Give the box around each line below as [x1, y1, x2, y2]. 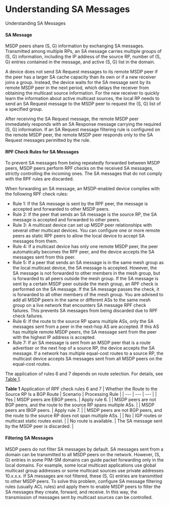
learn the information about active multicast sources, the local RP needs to [5, 96, 160, 102]
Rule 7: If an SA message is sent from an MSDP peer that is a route [12, 340, 151, 346]
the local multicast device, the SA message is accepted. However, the [12, 265, 157, 271]
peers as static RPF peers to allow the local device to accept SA [12, 233, 145, 239]
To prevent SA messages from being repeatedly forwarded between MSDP [5, 160, 160, 166]
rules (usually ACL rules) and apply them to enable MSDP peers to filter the [5, 483, 161, 489]
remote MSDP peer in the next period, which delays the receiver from [5, 85, 149, 91]
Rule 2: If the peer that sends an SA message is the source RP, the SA [12, 211, 157, 217]
